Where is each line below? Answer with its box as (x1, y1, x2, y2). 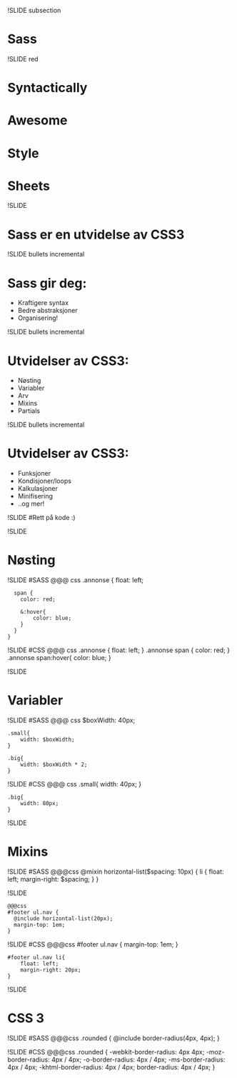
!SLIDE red (7, 54, 39, 63)
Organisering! (17, 314, 59, 322)
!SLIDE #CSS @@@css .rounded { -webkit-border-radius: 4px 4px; (7, 1047, 205, 1056)
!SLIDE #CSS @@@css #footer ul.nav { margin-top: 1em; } (7, 940, 178, 949)
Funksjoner (17, 469, 51, 478)
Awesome (7, 112, 68, 129)
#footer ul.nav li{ (7, 954, 66, 961)
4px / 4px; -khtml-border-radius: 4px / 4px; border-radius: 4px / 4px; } (7, 1062, 216, 1071)
